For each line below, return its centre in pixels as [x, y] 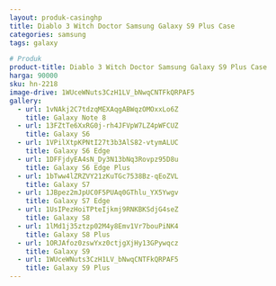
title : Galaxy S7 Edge [68, 201]
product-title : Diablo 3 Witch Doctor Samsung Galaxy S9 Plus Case [138, 67]
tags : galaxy [34, 43]
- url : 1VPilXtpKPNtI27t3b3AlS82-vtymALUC [98, 143]
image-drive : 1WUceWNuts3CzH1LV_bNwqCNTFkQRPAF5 [102, 92]
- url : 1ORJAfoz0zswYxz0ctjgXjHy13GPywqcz [98, 243]
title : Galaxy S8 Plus [68, 235]
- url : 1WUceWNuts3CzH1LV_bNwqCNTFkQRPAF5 [98, 260]
